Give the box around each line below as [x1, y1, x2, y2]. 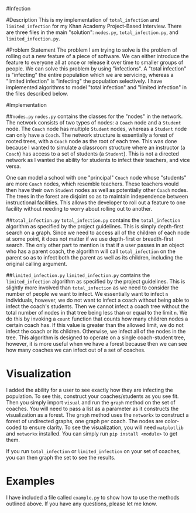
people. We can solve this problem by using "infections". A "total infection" [6, 65, 187, 72]
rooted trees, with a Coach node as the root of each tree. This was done [6, 138, 177, 144]
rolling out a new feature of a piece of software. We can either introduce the [6, 53, 189, 59]
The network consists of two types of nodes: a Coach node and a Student [6, 119, 181, 126]
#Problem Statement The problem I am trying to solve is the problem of [6, 46, 177, 53]
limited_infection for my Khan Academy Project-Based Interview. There [6, 23, 183, 29]
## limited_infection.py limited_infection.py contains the [6, 272, 150, 278]
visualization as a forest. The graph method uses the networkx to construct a [6, 411, 189, 419]
